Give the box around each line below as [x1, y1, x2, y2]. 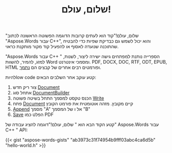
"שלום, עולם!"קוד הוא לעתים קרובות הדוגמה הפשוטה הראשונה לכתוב [5, 32, 139, 39]
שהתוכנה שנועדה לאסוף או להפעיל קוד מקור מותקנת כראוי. [5, 44, 119, 50]
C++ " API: [5, 127, 28, 133]
